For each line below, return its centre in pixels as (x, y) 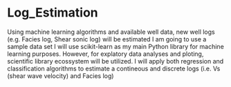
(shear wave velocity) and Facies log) (61, 76)
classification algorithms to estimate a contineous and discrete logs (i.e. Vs (114, 68)
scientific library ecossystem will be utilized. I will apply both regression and (115, 61)
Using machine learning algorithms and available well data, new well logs (111, 32)
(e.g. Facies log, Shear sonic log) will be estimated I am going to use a (107, 39)
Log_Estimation (53, 13)
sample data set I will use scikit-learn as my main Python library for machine (116, 46)
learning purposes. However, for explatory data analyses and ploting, (105, 54)
